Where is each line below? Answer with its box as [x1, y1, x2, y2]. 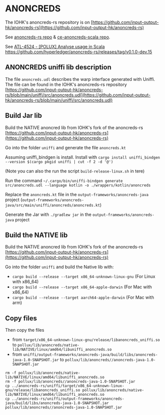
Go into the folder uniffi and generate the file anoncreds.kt [5, 144, 126, 150]
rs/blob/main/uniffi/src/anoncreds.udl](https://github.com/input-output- [5, 92, 151, 98]
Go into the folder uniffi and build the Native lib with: [5, 264, 114, 270]
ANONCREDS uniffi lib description [5, 63, 112, 71]
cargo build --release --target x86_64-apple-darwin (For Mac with [12, 284, 152, 290]
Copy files [5, 314, 37, 322]
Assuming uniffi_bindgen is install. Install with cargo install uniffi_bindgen [5, 154, 160, 160]
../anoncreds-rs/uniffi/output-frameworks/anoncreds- [11, 396, 125, 402]
